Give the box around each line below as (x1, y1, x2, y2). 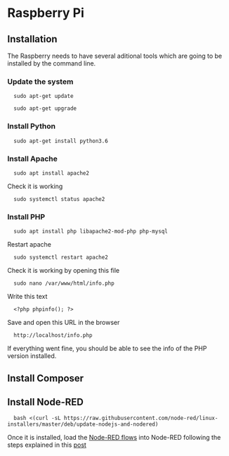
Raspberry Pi (7, 5, 84, 21)
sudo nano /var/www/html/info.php (13, 280, 115, 287)
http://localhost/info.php (13, 332, 93, 339)
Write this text (7, 292, 48, 301)
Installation (7, 33, 58, 45)
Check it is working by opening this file (7, 266, 120, 275)
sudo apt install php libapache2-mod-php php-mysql (13, 228, 169, 235)
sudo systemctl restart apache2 (13, 254, 109, 261)
